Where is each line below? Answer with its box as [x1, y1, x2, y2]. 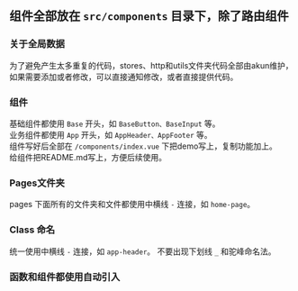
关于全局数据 [9, 38, 66, 50]
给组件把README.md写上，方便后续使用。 [9, 151, 167, 162]
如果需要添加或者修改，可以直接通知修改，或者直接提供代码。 [9, 71, 239, 82]
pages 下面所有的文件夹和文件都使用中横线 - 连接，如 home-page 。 [9, 199, 256, 210]
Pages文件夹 [9, 177, 66, 189]
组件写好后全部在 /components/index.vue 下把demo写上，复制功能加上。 [9, 141, 277, 151]
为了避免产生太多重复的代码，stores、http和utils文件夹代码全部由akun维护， [9, 59, 293, 70]
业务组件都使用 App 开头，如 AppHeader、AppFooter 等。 [9, 129, 212, 140]
